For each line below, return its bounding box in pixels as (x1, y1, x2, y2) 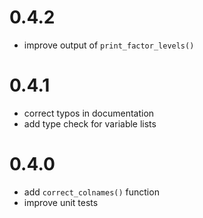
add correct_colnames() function (23, 186, 160, 198)
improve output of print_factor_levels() (23, 39, 195, 51)
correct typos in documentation (23, 107, 155, 119)
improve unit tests (23, 196, 99, 208)
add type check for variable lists (23, 117, 157, 130)
